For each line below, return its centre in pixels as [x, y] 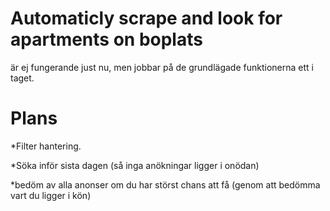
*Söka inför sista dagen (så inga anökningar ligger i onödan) [135, 165]
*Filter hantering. [46, 146]
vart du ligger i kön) [51, 195]
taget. [22, 78]
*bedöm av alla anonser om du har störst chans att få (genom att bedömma [165, 184]
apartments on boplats [106, 39]
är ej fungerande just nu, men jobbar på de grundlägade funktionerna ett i [162, 67]
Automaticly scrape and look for [146, 18]
